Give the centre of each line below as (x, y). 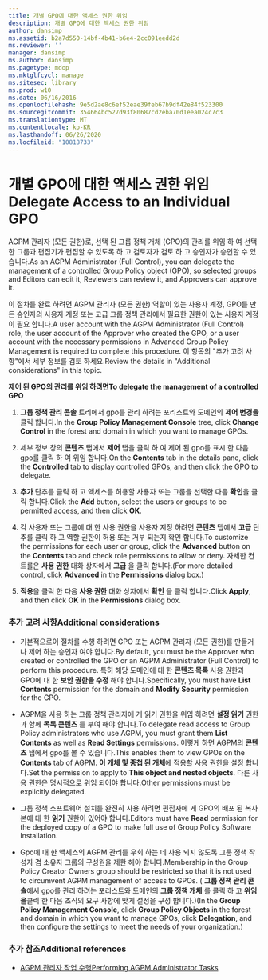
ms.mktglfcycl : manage (46, 75)
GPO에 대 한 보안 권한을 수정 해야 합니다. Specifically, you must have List (135, 680)
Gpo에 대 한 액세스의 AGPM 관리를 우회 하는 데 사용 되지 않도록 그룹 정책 (133, 852)
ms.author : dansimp (41, 61)
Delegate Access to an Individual (119, 202)
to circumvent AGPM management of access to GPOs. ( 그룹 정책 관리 (133, 880)
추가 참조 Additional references (67, 949)
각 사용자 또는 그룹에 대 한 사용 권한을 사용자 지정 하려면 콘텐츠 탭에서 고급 (136, 527)
